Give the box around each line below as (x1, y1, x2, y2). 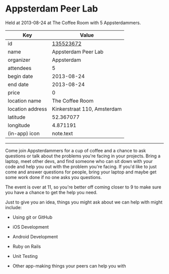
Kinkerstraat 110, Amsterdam (52, 105, 122, 112)
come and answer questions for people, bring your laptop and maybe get (5, 169, 157, 175)
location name (8, 97, 41, 104)
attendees (8, 64, 32, 71)
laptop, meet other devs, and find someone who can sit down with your (5, 158, 153, 164)
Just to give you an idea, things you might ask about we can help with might (5, 199, 162, 205)
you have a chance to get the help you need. (5, 189, 98, 195)
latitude (8, 114, 26, 121)
